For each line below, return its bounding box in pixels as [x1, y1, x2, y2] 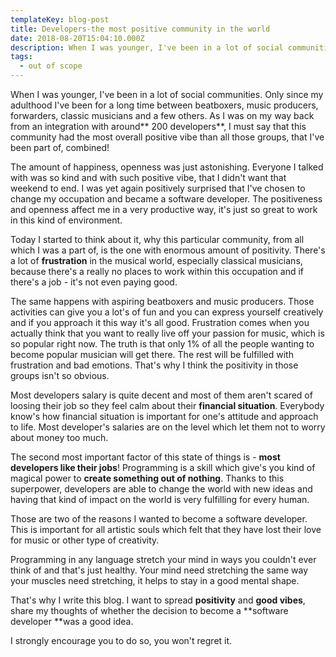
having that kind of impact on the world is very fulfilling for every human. [10, 494, 310, 505]
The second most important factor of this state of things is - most [10, 451, 281, 463]
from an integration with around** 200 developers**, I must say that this [10, 121, 307, 132]
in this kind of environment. [10, 214, 123, 226]
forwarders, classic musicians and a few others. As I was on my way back [10, 110, 315, 121]
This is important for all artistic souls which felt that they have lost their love [10, 524, 322, 535]
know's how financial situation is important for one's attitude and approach [10, 411, 319, 422]
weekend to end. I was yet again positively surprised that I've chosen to [10, 182, 306, 194]
